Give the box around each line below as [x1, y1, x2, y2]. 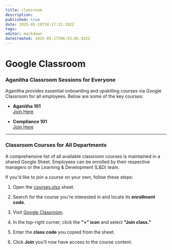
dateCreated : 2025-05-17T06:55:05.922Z [5, 36, 91, 41]
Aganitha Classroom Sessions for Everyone [5, 76, 116, 83]
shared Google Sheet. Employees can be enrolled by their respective [5, 158, 150, 165]
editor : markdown [5, 31, 42, 36]
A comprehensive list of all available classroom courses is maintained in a [5, 153, 160, 159]
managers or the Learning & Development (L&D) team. [5, 164, 120, 170]
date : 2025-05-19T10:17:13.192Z [5, 21, 74, 27]
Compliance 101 [12, 119, 48, 125]
